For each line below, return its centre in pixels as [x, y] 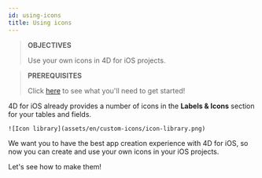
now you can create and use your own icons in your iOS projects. [114, 151]
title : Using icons [40, 23]
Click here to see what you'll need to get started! [106, 90]
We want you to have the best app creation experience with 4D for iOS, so [128, 143]
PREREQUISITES [55, 75]
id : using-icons [35, 15]
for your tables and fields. [50, 114]
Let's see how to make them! [55, 166]
